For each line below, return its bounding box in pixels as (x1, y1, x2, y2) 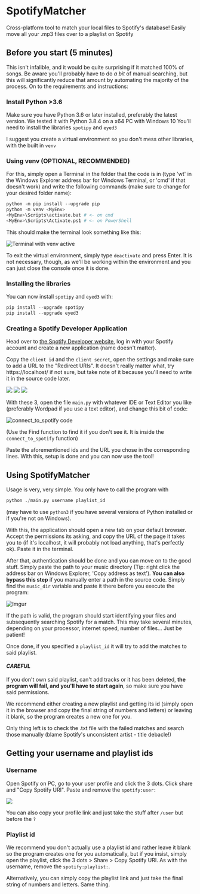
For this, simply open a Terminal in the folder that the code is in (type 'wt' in (6, 171, 192, 178)
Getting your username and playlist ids (6, 748, 153, 758)
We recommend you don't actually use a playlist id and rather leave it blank (6, 844, 191, 851)
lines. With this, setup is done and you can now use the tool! (6, 453, 154, 460)
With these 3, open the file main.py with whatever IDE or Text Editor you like (6, 399, 192, 406)
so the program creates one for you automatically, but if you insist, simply (6, 850, 187, 857)
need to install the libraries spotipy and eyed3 (6, 124, 118, 131)
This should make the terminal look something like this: (6, 229, 141, 236)
